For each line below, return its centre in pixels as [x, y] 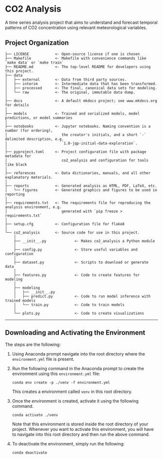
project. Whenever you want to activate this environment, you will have [83, 429]
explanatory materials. [29, 177]
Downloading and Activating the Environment [75, 333]
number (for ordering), [29, 130]
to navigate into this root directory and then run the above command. [81, 434]
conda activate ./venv [35, 415]
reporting [15, 194]
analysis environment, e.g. [33, 207]
